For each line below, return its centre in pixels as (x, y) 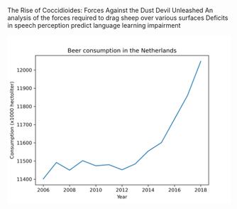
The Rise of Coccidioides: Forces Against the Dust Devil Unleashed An (110, 10)
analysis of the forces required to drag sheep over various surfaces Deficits (118, 18)
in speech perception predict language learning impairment (94, 25)
